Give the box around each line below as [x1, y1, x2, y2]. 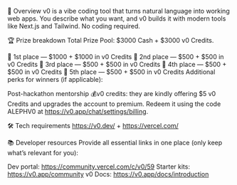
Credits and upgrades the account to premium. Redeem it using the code [7, 100, 221, 108]
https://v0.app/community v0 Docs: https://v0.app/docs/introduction [7, 170, 209, 178]
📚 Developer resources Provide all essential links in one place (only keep [7, 139, 223, 147]
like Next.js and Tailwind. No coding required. [7, 22, 141, 30]
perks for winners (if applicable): [7, 75, 103, 83]
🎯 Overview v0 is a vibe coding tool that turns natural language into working [7, 7, 230, 15]
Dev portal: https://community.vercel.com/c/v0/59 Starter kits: [7, 162, 191, 171]
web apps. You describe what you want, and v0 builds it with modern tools [7, 14, 226, 23]
